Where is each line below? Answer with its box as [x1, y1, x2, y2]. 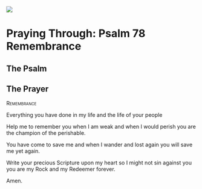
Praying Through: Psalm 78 [6, 26, 146, 40]
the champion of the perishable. [6, 129, 86, 137]
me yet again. [6, 147, 41, 155]
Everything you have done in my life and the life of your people [6, 111, 163, 119]
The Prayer [6, 84, 49, 94]
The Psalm [6, 63, 47, 73]
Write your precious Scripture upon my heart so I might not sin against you [6, 159, 192, 167]
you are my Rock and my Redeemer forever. [6, 166, 116, 173]
